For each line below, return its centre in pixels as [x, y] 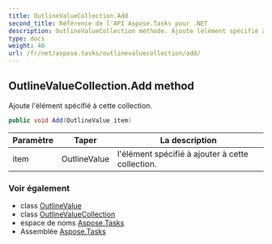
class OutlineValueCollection [68, 214]
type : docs [27, 38]
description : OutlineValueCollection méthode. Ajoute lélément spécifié [134, 31]
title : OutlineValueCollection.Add [68, 16]
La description [188, 140]
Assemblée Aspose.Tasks [63, 231]
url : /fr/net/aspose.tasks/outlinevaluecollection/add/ [104, 53]
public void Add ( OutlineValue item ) [70, 120]
